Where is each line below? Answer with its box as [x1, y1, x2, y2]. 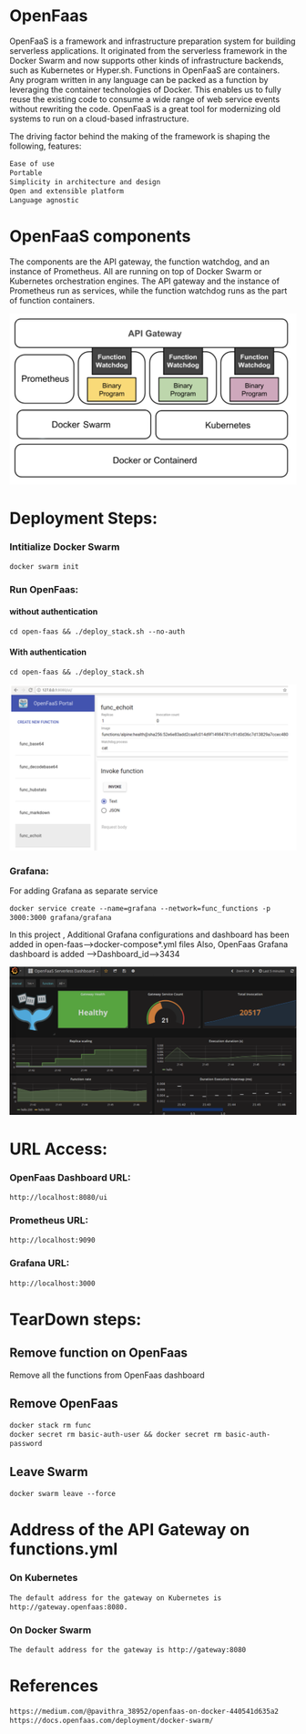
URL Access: [9, 1139, 107, 1159]
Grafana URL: [9, 1257, 70, 1270]
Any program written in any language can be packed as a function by [9, 74, 269, 85]
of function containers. [9, 294, 96, 305]
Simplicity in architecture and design [9, 177, 161, 187]
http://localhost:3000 [9, 1278, 96, 1288]
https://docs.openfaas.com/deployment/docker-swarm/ [9, 1716, 214, 1725]
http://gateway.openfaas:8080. [9, 1602, 128, 1612]
